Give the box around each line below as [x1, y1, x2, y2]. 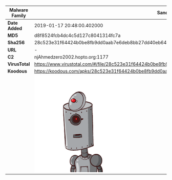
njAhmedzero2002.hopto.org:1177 [34, 53, 109, 60]
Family [11, 12, 27, 19]
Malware [9, 7, 29, 13]
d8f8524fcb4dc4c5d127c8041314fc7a [34, 32, 121, 39]
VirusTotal [7, 61, 30, 67]
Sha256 [7, 40, 25, 46]
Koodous [7, 68, 27, 75]
